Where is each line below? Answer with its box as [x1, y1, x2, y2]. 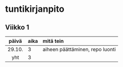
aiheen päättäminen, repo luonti [42, 46, 116, 53]
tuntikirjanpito [5, 3, 65, 15]
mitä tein [42, 38, 64, 44]
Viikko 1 [5, 23, 30, 32]
